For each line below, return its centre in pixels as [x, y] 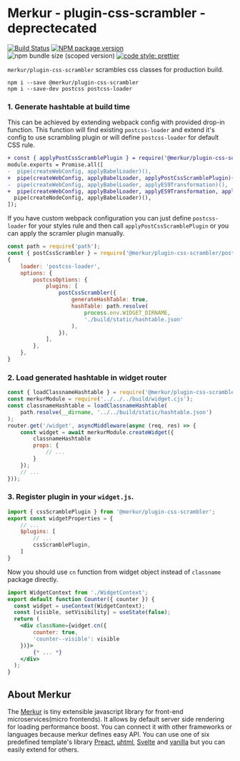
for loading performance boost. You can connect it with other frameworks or [120, 727]
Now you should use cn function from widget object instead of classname [114, 572]
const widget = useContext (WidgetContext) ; [79, 606]
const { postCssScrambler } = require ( [67, 253]
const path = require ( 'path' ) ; [54, 247]
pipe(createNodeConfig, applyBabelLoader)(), [83, 198]
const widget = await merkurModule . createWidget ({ [97, 432]
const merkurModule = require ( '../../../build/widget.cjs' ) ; [100, 399]
